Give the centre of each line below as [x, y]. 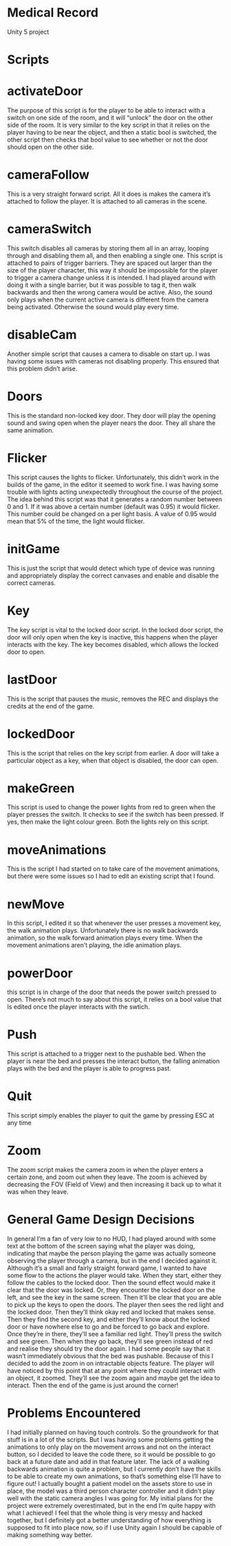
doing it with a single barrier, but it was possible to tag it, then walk [102, 285]
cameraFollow [48, 175]
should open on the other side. [51, 147]
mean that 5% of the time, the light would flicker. [76, 521]
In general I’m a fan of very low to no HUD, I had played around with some [112, 1239]
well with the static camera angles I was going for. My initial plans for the [110, 1498]
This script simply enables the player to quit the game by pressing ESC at [111, 1116]
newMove [36, 904]
